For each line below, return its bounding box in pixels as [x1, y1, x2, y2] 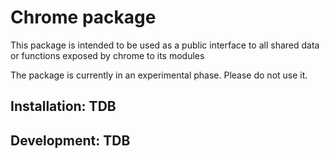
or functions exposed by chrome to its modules [10, 49, 205, 61]
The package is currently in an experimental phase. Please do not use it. [10, 69, 308, 81]
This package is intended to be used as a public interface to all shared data [10, 39, 320, 51]
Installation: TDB [10, 98, 117, 115]
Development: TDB [10, 132, 131, 149]
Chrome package [10, 6, 157, 29]
